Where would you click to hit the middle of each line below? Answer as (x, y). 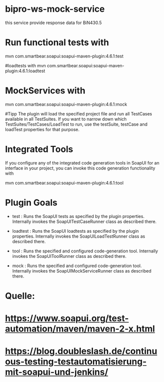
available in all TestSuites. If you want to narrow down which (66, 119)
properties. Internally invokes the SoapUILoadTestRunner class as (79, 236)
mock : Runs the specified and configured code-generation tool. (77, 266)
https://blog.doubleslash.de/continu (81, 351)
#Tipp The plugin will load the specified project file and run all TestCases (79, 113)
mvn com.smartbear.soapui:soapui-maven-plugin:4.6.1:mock (66, 104)
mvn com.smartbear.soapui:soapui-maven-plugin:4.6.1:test (64, 56)
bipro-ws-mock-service (55, 9)
